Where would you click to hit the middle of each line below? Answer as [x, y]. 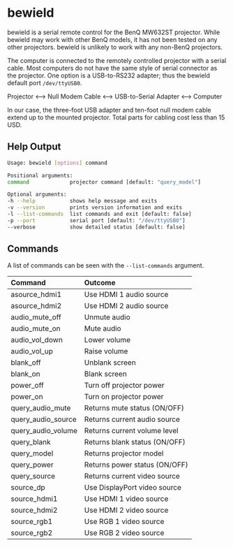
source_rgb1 [32, 522]
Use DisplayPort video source [133, 488]
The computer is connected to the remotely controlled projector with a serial [117, 60]
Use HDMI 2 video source [126, 510]
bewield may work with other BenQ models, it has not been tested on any [112, 39]
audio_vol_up [32, 351]
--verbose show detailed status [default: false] [97, 227]
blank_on [25, 374]
